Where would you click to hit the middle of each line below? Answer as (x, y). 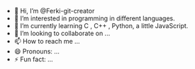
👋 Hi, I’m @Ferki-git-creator (54, 11)
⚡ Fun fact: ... (33, 59)
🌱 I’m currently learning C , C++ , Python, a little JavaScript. (101, 26)
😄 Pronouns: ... (37, 51)
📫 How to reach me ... (47, 41)
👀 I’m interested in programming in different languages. (94, 18)
